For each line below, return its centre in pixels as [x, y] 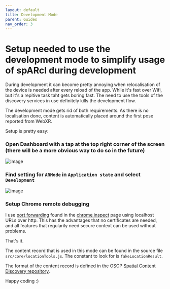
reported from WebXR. [29, 121]
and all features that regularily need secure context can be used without [80, 226]
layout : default [22, 10]
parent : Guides [21, 19]
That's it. [14, 241]
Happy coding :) [22, 281]
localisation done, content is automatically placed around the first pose [79, 116]
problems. [16, 231]
